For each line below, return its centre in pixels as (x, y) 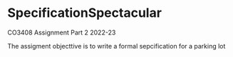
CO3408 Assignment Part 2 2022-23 (62, 32)
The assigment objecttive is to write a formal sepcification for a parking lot (116, 46)
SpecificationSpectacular (85, 13)
